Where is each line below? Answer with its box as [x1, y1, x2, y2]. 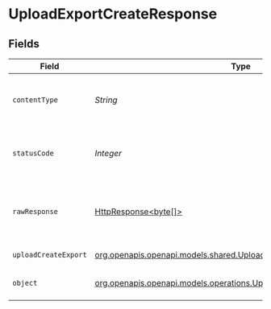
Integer [94, 148, 123, 159]
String [94, 94, 119, 105]
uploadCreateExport [12, 250, 87, 259]
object [12, 278, 38, 287]
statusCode [12, 149, 54, 158]
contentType [12, 96, 59, 105]
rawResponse [12, 207, 59, 216]
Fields [8, 37, 40, 51]
